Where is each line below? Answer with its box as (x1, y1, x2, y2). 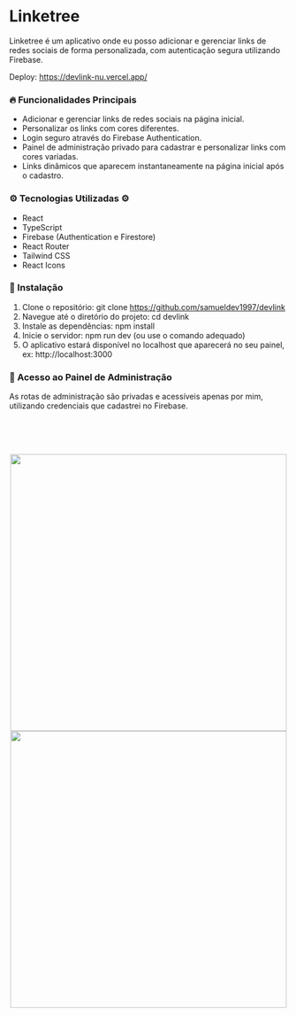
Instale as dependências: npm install (21, 321, 156, 331)
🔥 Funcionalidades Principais (9, 93, 137, 105)
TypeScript (21, 221, 63, 232)
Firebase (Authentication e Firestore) (21, 231, 156, 242)
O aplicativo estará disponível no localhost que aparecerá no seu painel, (21, 339, 285, 350)
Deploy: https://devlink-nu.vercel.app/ (9, 71, 148, 82)
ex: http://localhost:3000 (21, 348, 113, 360)
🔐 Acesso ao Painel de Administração (9, 370, 172, 383)
